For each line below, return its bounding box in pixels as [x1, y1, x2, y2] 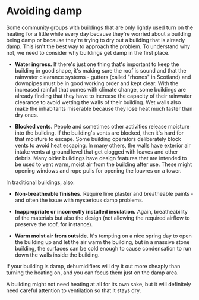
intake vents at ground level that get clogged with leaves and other [14, 148, 178, 155]
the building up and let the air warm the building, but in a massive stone [14, 238, 190, 245]
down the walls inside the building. [14, 251, 100, 258]
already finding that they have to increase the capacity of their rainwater [14, 92, 192, 99]
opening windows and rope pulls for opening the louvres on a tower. [14, 167, 182, 174]
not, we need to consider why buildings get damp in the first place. [6, 49, 170, 56]
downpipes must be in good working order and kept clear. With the [14, 79, 179, 87]
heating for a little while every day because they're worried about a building [6, 30, 191, 37]
